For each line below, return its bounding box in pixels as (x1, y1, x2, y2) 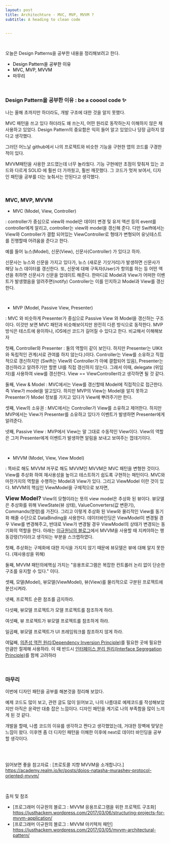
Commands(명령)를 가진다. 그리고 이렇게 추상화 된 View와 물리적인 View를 (5, 508, 155, 514)
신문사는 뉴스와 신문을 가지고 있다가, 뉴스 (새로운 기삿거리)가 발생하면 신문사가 (5, 259, 160, 265)
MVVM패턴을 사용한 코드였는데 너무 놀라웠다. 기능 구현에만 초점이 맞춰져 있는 (5, 161, 159, 167)
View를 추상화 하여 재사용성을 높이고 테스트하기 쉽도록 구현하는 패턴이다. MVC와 (5, 471, 165, 477)
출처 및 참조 (5, 793, 29, 799)
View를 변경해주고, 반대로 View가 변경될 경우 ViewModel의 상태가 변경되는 (10, 521, 160, 527)
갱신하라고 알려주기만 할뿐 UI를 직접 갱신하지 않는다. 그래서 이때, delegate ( (5, 364, 155, 370)
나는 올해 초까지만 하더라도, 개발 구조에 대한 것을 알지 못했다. (5, 109, 126, 115)
